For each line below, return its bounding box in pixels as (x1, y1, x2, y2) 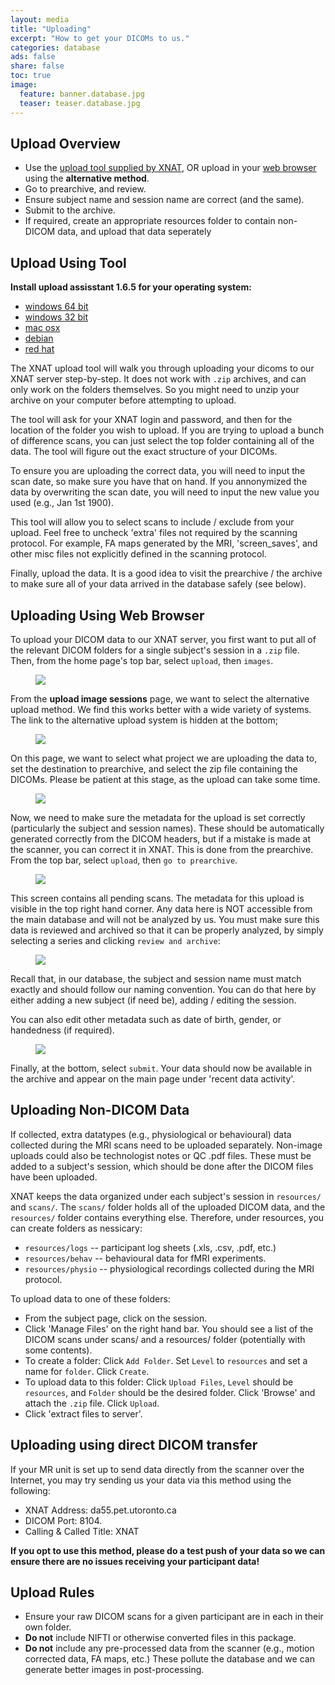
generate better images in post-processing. (24, 1664, 205, 1676)
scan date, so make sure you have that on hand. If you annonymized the (10, 476, 308, 488)
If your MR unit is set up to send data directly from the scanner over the (10, 1463, 305, 1475)
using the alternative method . (24, 172, 150, 185)
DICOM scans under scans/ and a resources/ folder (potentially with (24, 1333, 306, 1345)
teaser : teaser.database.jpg (19, 98, 141, 108)
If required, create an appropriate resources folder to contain (24, 215, 276, 227)
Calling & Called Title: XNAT (24, 1525, 140, 1537)
